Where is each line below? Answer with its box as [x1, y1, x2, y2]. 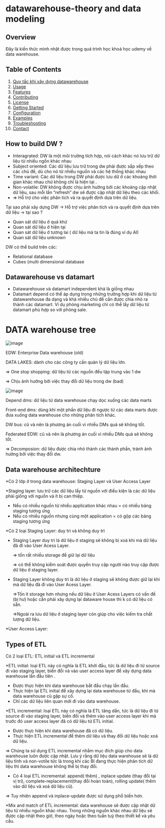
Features [12, 89, 31, 95]
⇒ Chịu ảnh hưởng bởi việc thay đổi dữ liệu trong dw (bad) [5, 378, 124, 384]
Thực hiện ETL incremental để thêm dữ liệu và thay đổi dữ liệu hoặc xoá [12, 733, 158, 739]
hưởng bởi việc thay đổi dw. [5, 451, 61, 457]
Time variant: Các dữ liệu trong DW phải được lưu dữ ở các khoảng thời [12, 173, 157, 179]
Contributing [12, 94, 38, 100]
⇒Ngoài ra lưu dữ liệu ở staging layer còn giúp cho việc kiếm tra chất [12, 611, 153, 617]
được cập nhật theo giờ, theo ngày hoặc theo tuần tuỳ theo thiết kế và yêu [5, 813, 155, 819]
